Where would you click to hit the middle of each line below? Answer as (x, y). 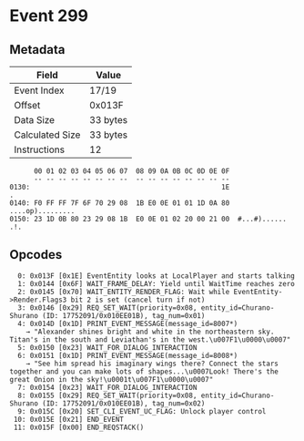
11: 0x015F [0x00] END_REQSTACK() (79, 427)
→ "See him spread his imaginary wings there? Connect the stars (152, 364)
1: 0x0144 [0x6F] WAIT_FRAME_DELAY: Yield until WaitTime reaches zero (157, 283)
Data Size (35, 120)
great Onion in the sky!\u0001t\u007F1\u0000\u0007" (111, 379)
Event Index (39, 90)
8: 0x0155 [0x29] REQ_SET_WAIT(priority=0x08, (107, 395)
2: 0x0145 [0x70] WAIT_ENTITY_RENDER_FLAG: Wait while (124, 292)
